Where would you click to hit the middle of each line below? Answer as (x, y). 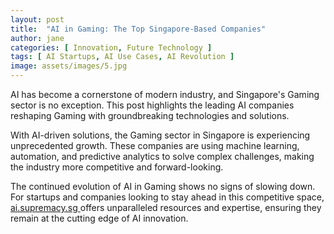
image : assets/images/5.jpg (69, 66)
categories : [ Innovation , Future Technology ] (111, 47)
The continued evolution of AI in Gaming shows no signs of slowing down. (163, 186)
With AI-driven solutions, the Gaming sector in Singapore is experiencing (160, 135)
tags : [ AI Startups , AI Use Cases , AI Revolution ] (122, 57)
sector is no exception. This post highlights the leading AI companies (152, 105)
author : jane (37, 38)
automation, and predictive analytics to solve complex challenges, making (162, 156)
